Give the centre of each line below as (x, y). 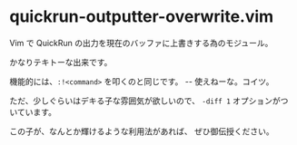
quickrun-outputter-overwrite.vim (142, 17)
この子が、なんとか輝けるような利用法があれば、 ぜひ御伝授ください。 (142, 131)
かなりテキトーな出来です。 (61, 62)
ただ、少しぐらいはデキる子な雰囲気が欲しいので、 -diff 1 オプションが (145, 101)
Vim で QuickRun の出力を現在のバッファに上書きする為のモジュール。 (141, 43)
